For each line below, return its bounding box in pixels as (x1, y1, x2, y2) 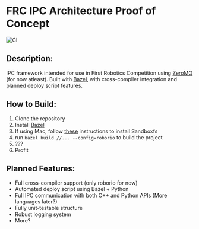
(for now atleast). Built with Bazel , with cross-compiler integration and (6, 75, 177, 82)
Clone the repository (14, 114, 65, 122)
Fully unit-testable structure (14, 205, 83, 212)
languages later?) (14, 198, 58, 205)
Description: (6, 53, 53, 63)
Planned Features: (6, 163, 75, 173)
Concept (6, 17, 50, 30)
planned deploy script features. (6, 82, 83, 89)
